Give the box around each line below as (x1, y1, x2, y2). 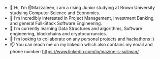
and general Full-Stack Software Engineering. (9, 20, 102, 26)
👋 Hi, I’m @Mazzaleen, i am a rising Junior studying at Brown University (9, 5, 155, 10)
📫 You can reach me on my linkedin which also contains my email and (9, 42, 153, 47)
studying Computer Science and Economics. (9, 10, 100, 16)
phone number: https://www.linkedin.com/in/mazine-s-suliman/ (9, 49, 139, 54)
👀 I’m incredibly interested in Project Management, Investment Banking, (9, 15, 155, 21)
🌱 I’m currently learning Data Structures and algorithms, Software (9, 26, 143, 31)
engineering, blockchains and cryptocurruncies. (9, 31, 107, 36)
